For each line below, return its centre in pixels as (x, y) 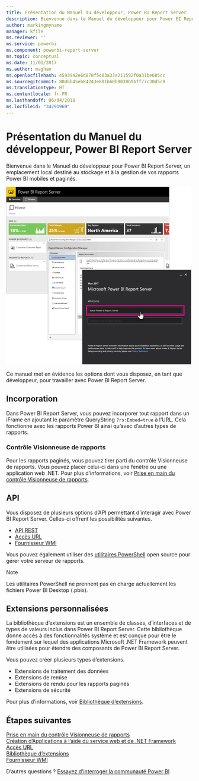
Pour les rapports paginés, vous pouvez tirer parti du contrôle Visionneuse (97, 460)
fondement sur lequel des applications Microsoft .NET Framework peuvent (97, 642)
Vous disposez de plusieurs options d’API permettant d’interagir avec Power (99, 512)
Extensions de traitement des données (62, 671)
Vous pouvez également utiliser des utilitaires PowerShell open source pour (98, 554)
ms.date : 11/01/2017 (32, 62)
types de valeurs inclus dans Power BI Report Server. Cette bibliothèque (94, 629)
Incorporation (32, 399)
